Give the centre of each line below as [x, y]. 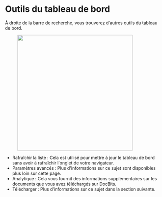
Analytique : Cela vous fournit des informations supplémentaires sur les [84, 178]
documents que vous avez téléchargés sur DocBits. [64, 184]
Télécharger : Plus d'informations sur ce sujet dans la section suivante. [84, 189]
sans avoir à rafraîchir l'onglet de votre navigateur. [63, 163]
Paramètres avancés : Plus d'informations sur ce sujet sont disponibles [84, 168]
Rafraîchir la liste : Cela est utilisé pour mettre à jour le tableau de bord [83, 158]
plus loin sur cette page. [37, 173]
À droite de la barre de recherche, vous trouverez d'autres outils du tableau [81, 23]
